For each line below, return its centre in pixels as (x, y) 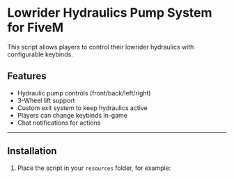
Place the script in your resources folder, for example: (94, 168)
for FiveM (36, 28)
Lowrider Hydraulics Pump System (110, 13)
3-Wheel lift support (46, 100)
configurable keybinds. (40, 54)
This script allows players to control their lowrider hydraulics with (101, 47)
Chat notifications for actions (59, 123)
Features (27, 76)
